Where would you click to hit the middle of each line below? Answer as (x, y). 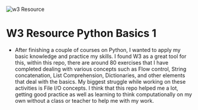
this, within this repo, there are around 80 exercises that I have (92, 62)
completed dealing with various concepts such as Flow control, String (100, 69)
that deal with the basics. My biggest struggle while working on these (100, 81)
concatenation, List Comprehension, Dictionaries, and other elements (100, 75)
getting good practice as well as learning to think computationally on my (103, 94)
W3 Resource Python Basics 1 (81, 33)
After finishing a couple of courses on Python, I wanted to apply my (98, 50)
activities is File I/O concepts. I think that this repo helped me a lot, (97, 88)
